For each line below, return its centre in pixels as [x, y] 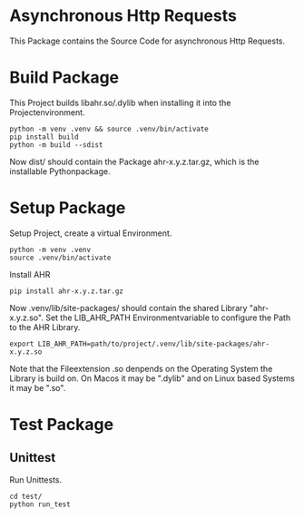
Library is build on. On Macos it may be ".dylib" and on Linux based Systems [152, 378]
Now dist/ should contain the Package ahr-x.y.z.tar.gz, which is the [135, 161]
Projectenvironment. [47, 112]
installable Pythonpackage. [60, 171]
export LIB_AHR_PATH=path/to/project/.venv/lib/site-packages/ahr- [140, 344]
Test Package [62, 425]
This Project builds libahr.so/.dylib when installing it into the [120, 103]
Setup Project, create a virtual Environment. [91, 233]
